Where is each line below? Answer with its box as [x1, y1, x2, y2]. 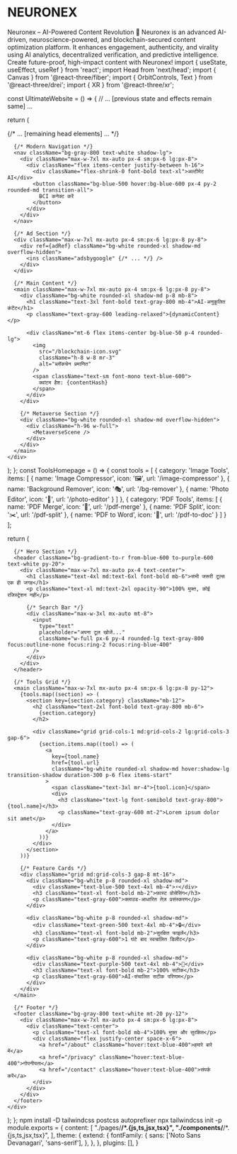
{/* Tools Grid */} [13, 678, 71, 686]
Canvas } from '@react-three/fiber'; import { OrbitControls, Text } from [7, 72, 213, 82]
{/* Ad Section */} [13, 230, 71, 237]
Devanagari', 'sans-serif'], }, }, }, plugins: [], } [7, 1138, 139, 1147]
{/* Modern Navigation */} [13, 143, 93, 150]
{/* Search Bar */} [25, 604, 83, 611]
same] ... [7, 101, 33, 110]
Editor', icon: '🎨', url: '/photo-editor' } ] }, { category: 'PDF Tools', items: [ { [7, 495, 223, 503]
